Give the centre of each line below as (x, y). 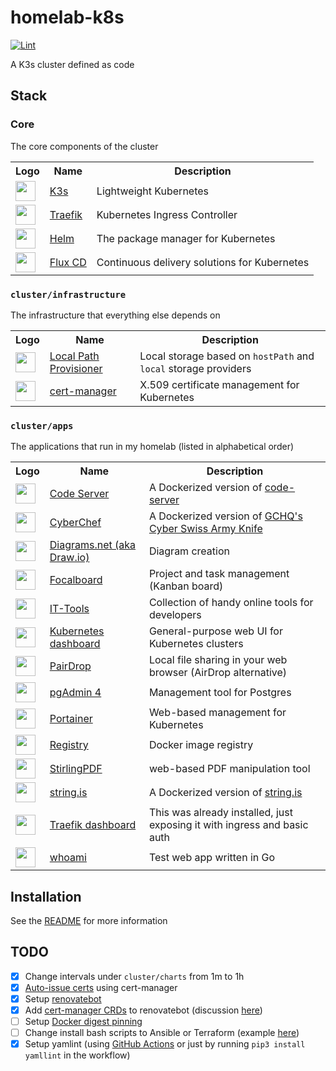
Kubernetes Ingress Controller (167, 214)
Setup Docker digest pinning (83, 1022)
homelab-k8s (67, 17)
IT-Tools (69, 609)
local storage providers (195, 368)
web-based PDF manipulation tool (229, 769)
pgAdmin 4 (75, 693)
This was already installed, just (220, 813)
